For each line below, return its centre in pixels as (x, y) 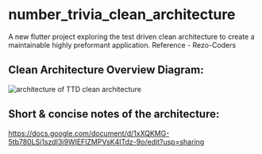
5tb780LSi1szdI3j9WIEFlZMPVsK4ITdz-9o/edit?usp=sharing (106, 141)
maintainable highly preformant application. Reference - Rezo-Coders (122, 44)
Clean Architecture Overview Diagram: (106, 70)
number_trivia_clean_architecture (122, 15)
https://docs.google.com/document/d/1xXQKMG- (89, 133)
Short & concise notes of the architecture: (114, 114)
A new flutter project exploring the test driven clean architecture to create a (132, 37)
